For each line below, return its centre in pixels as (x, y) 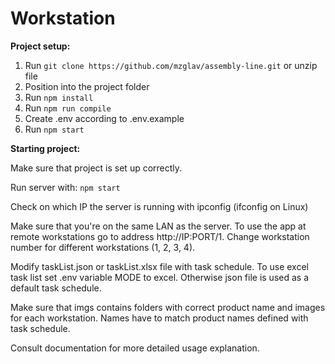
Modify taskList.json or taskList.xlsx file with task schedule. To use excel (159, 266)
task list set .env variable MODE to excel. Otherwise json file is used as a (160, 277)
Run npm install (59, 97)
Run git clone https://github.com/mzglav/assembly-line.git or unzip (171, 65)
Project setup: (40, 46)
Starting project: (45, 148)
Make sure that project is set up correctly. (96, 168)
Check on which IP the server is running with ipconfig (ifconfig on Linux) (159, 206)
